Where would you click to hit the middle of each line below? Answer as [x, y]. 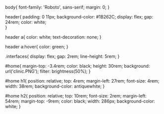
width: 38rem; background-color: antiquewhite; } [55, 86]
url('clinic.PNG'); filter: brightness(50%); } [48, 71]
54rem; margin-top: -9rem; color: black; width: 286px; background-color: [80, 101]
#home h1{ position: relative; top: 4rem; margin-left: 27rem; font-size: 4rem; [82, 81]
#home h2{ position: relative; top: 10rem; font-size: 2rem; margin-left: [76, 96]
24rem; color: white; [26, 22]
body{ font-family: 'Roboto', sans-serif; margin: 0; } [57, 7]
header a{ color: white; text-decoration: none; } [53, 37]
